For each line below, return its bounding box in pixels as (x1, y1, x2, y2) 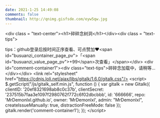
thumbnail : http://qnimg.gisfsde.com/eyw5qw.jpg (5, 16, 107, 21)
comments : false (5, 12, 39, 17)
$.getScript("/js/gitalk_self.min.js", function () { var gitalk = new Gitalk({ (5, 81, 150, 87)
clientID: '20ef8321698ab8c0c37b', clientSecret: (5, 86, 104, 92)
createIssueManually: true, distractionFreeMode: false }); (5, 102, 121, 108)
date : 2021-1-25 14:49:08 (5, 7, 58, 12)
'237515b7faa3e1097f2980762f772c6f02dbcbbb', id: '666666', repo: (5, 92, 146, 98)
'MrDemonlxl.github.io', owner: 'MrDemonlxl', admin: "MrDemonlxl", (5, 97, 143, 103)
